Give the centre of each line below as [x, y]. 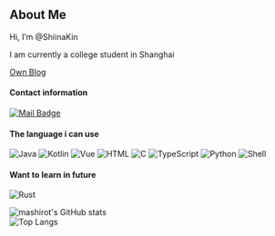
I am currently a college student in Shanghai [92, 54]
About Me [38, 15]
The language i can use [55, 133]
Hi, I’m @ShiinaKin [44, 36]
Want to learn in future [53, 174]
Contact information [49, 93]
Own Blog [28, 72]
